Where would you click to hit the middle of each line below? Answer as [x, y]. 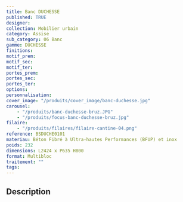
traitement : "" [25, 162]
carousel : [18, 106]
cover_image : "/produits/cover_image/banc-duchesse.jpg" [78, 100]
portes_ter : [21, 84]
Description [28, 192]
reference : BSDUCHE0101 [36, 134]
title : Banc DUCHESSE [33, 12]
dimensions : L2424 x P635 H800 [45, 151]
